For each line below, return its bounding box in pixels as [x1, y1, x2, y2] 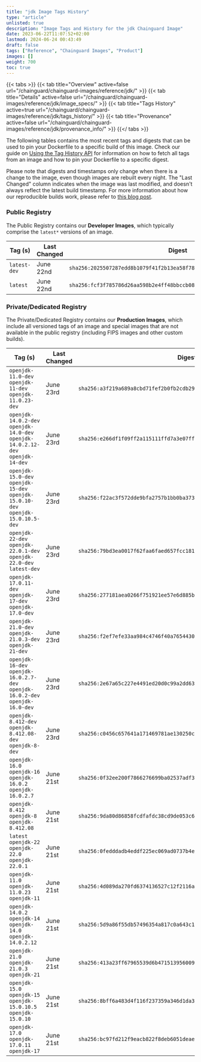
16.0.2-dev [9, 692, 40, 698]
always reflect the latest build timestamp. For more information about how [6, 187, 188, 194]
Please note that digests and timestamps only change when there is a [6, 168, 178, 175]
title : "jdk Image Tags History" [6, 8, 90, 15]
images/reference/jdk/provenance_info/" [6, 125, 106, 132]
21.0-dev [9, 624, 34, 631]
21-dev [9, 648, 28, 655]
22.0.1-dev [9, 547, 40, 554]
